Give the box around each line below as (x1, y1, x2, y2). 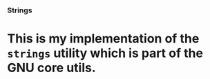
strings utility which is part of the (7, 45, 204, 61)
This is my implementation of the (7, 31, 200, 47)
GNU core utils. (7, 60, 97, 76)
